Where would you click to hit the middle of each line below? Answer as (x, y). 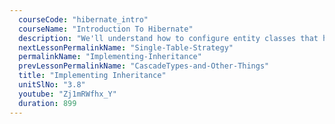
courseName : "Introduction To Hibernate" (106, 29)
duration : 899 (47, 103)
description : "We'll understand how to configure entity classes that (168, 38)
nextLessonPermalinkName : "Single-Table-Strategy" (126, 47)
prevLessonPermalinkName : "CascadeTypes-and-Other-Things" (144, 66)
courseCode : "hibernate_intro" (83, 19)
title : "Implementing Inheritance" (92, 76)
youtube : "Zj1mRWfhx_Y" (67, 94)
